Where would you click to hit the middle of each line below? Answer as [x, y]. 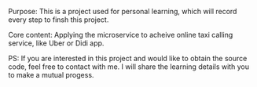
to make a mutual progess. [51, 75]
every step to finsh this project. [59, 20]
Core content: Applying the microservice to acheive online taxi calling [121, 35]
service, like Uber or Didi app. [56, 43]
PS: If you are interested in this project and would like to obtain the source [128, 58]
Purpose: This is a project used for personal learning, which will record [123, 11]
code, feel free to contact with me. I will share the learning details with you [129, 67]
